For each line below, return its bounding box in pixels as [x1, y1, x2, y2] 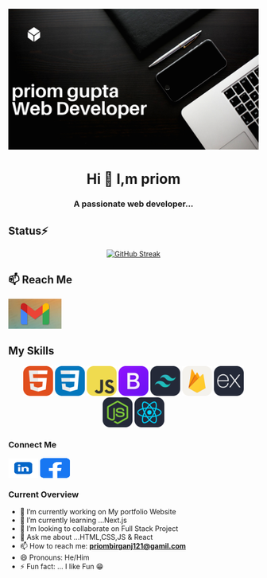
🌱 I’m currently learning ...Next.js [19, 515, 127, 525]
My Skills [8, 344, 55, 358]
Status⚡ [8, 224, 48, 237]
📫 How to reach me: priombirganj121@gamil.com [19, 541, 187, 551]
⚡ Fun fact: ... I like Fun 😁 [19, 562, 104, 572]
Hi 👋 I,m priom [86, 170, 181, 188]
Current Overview [8, 489, 79, 500]
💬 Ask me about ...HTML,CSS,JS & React [19, 533, 153, 542]
